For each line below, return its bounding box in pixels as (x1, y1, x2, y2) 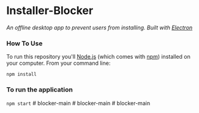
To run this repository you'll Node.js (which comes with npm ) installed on (6, 53, 191, 60)
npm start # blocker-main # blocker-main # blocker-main (6, 99, 151, 107)
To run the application (6, 86, 73, 94)
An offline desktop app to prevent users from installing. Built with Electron (6, 24, 193, 31)
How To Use (6, 39, 43, 48)
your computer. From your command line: (6, 59, 111, 67)
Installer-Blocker (6, 4, 94, 18)
